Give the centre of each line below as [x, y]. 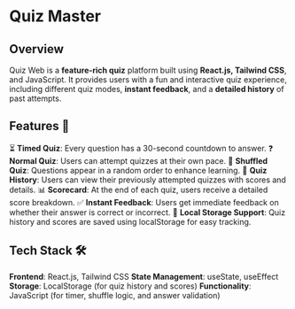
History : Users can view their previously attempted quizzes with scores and [147, 180]
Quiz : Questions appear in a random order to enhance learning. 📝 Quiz [138, 170]
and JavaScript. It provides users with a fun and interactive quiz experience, [148, 80]
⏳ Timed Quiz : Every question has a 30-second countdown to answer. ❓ [141, 148]
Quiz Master [55, 16]
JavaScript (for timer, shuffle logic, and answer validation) [115, 295]
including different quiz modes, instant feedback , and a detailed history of [147, 89]
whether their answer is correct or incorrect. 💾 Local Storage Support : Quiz [147, 212]
